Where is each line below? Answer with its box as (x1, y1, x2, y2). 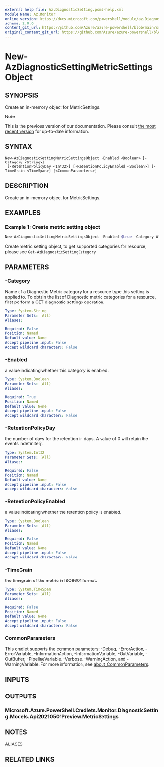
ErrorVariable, (5, 651, 33, 657)
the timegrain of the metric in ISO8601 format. (5, 578, 98, 583)
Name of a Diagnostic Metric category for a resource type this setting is (5, 288, 150, 294)
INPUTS (5, 675, 29, 684)
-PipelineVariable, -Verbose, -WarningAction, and (26, 656, 126, 662)
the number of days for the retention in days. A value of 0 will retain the (5, 436, 148, 442)
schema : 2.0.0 (5, 21, 34, 26)
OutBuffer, (5, 656, 26, 662)
